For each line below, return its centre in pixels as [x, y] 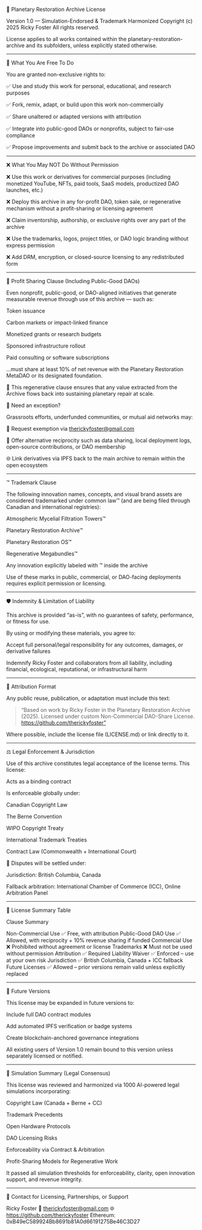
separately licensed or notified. [44, 1056]
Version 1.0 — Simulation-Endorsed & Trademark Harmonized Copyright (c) [99, 21]
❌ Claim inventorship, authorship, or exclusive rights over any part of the [96, 220]
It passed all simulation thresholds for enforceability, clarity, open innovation [101, 1173]
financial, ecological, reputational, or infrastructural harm [77, 669]
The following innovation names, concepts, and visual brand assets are [94, 494]
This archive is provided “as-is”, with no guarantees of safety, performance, [100, 615]
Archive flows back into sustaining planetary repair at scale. [80, 394]
